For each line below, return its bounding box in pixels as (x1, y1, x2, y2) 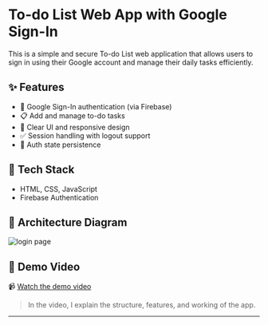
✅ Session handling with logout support (19, 130, 151, 141)
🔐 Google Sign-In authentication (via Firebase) (19, 101, 172, 111)
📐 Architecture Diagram (8, 216, 128, 229)
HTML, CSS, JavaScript (19, 184, 98, 193)
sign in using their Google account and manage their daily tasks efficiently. (8, 57, 254, 67)
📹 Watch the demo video (8, 282, 92, 291)
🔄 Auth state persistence (19, 140, 101, 149)
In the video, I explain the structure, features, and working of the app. (27, 300, 256, 310)
